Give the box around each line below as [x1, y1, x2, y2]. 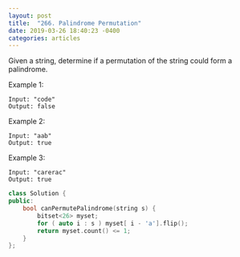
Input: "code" [8, 95, 56, 104]
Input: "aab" [8, 132, 52, 140]
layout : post [8, 11, 52, 20]
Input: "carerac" [8, 169, 67, 177]
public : [8, 197, 35, 205]
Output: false [8, 102, 56, 110]
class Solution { [8, 190, 67, 198]
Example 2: [8, 117, 46, 126]
